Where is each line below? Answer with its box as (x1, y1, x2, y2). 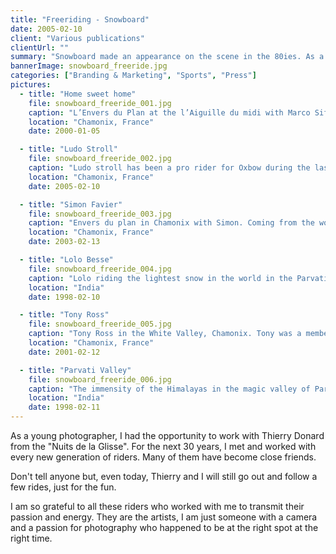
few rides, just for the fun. (10, 481, 117, 493)
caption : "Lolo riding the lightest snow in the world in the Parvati (28, 273, 329, 283)
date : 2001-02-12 (28, 347, 101, 357)
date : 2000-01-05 (28, 126, 101, 136)
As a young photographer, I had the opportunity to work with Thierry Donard (10, 430, 325, 441)
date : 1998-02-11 (28, 402, 101, 413)
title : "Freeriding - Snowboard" (10, 14, 150, 25)
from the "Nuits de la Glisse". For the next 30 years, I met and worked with (10, 441, 317, 452)
